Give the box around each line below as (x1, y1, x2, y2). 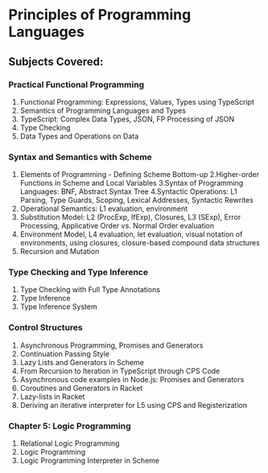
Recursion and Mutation (19, 247, 100, 257)
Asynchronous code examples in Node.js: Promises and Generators (19, 374, 245, 384)
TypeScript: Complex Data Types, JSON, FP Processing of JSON (19, 114, 235, 124)
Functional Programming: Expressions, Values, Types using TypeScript (19, 97, 255, 106)
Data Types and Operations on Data (19, 131, 139, 141)
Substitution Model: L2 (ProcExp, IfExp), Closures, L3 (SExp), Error (19, 212, 241, 222)
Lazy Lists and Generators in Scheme (19, 357, 145, 367)
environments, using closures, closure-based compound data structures (19, 238, 260, 248)
